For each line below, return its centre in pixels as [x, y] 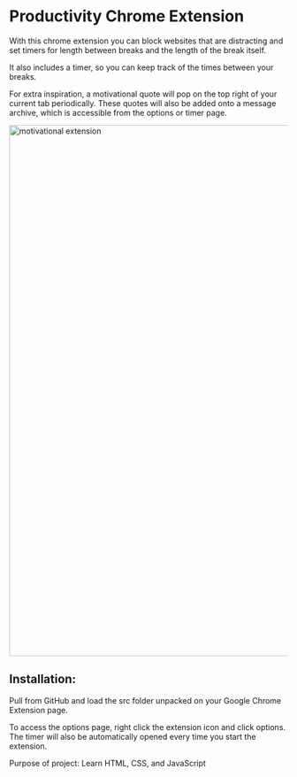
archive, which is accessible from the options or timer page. [118, 112]
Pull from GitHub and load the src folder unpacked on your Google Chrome [145, 700]
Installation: [43, 679]
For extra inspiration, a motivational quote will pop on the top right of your [143, 94]
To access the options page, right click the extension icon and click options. [147, 727]
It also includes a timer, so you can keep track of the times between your [141, 67]
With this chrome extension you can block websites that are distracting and [146, 41]
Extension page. [38, 710]
